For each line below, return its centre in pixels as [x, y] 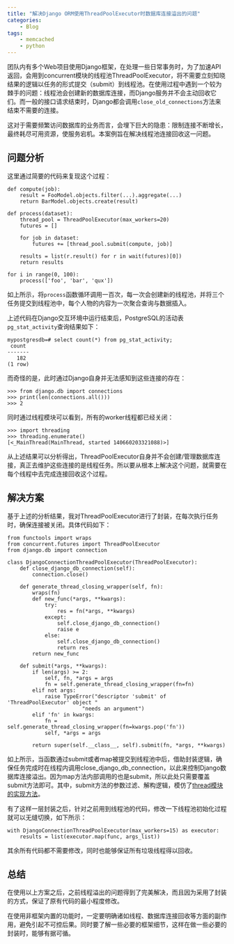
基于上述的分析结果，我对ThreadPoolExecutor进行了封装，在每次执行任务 [113, 516]
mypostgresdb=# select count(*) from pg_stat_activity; [90, 340]
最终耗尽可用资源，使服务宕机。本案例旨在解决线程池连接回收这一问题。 [111, 134]
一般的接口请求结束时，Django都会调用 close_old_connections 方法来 [123, 101]
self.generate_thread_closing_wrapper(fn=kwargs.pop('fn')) [96, 727]
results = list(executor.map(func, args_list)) [90, 837]
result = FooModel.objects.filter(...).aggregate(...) [101, 195]
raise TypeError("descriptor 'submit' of [106, 696]
